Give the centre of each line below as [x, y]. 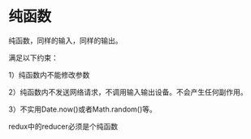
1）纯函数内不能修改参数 [49, 74]
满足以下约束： [33, 57]
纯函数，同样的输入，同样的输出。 [65, 40]
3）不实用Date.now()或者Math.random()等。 [82, 109]
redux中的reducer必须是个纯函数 [63, 126]
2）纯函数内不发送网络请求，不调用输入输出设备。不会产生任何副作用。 [128, 92]
